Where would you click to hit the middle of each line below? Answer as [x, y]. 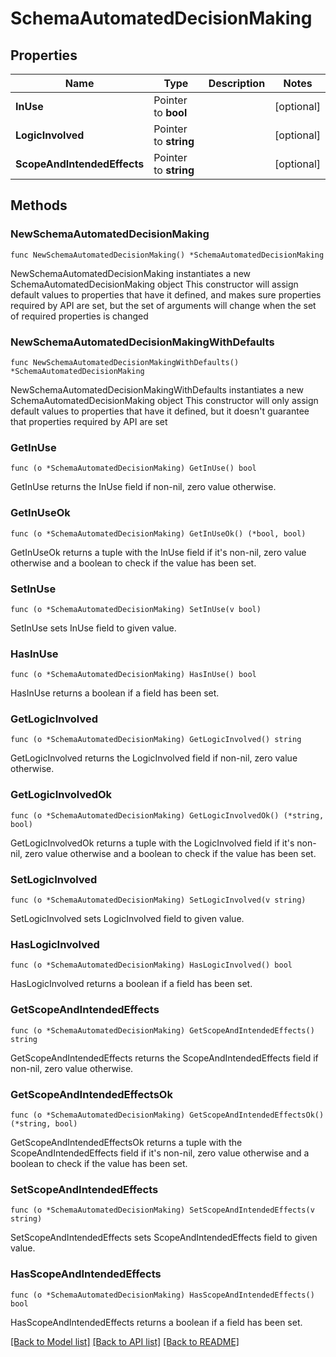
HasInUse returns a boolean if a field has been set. [115, 693]
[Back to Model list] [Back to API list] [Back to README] [125, 1341]
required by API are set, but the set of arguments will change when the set [163, 305]
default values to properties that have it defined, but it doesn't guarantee [160, 411]
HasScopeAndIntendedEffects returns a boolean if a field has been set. [156, 1322]
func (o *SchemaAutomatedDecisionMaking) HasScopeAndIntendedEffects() [162, 1295]
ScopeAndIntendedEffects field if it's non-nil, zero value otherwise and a [160, 1153]
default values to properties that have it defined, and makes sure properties [166, 294]
